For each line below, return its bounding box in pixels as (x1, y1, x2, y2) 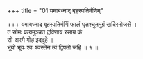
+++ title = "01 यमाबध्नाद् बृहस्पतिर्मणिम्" (7, 7, 104, 14)
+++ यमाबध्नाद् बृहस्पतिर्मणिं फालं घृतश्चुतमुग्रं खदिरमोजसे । (7, 21, 137, 28)
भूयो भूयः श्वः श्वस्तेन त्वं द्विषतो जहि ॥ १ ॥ (7, 43, 99, 51)
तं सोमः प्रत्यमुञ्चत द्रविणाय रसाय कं (7, 28, 83, 36)
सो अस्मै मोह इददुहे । (7, 36, 54, 44)
